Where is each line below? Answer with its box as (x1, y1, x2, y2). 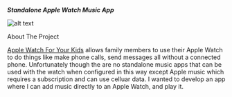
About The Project (7, 32, 60, 41)
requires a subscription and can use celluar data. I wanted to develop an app (7, 75, 226, 83)
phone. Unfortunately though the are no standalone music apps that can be (7, 61, 222, 68)
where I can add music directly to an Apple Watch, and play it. (7, 83, 184, 90)
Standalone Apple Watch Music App (7, 6, 114, 14)
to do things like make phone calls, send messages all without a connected (7, 53, 221, 61)
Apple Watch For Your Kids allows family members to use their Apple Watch (7, 46, 223, 54)
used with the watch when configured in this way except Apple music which (7, 68, 224, 76)
